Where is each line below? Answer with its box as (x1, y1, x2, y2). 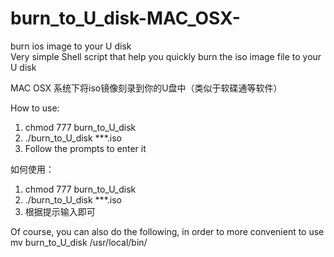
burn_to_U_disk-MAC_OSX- (10, 7, 241, 30)
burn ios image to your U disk (10, 40, 132, 52)
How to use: (10, 102, 60, 114)
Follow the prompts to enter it (24, 142, 147, 154)
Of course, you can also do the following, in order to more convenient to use (10, 225, 325, 237)
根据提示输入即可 (24, 205, 96, 217)
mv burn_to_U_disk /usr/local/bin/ (10, 236, 148, 248)
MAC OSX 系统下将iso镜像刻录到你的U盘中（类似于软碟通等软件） (10, 82, 283, 94)
